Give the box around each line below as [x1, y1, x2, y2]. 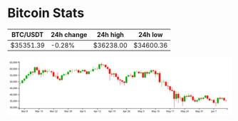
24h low [138, 31, 163, 39]
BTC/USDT [11, 31, 44, 39]
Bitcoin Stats [7, 5, 85, 21]
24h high [96, 31, 125, 39]
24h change [51, 31, 88, 39]
